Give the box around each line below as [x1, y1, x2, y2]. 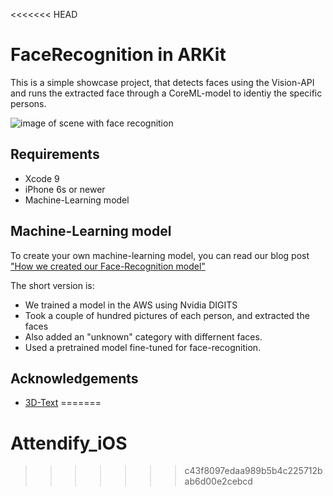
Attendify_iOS [10, 432, 128, 454]
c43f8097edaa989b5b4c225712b [184, 465, 323, 477]
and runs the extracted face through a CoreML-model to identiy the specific [10, 87, 323, 99]
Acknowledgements [10, 370, 139, 387]
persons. [10, 97, 47, 109]
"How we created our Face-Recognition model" [10, 260, 206, 272]
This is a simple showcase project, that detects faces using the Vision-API [10, 76, 315, 88]
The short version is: [10, 279, 95, 291]
